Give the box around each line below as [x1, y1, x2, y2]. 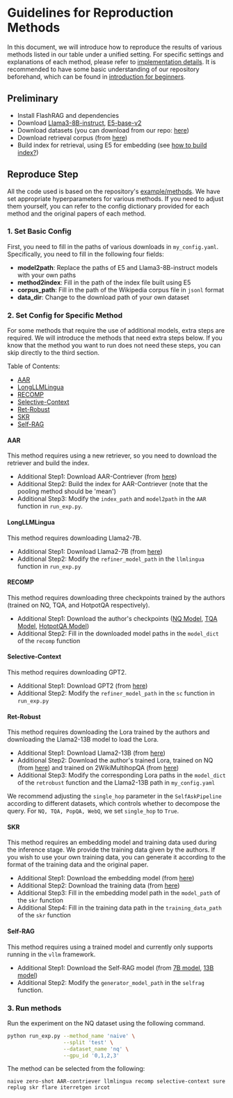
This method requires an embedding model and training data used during [7, 838, 217, 847]
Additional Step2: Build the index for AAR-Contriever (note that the [17, 480, 208, 488]
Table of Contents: [7, 362, 61, 370]
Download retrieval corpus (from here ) [17, 133, 128, 142]
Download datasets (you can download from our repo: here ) [17, 126, 190, 134]
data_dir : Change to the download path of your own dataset [17, 293, 190, 301]
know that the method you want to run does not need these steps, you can [7, 341, 221, 349]
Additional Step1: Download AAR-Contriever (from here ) [17, 472, 177, 481]
